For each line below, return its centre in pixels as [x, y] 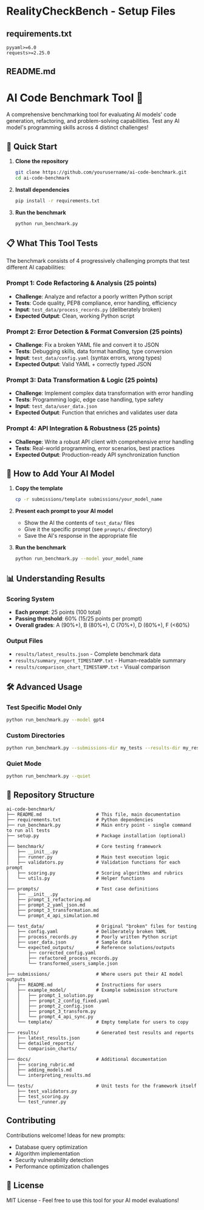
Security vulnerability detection [54, 1160]
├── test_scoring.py [43, 1096]
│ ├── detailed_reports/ [40, 1043]
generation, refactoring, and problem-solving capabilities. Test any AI [93, 121]
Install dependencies [42, 189]
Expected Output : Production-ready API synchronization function [97, 454]
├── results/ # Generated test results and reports [100, 1032]
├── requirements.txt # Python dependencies [80, 819]
